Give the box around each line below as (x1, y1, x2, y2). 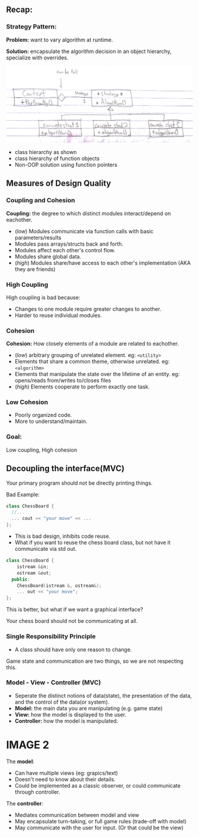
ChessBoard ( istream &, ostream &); (17, 582, 102, 588)
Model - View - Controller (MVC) (6, 678, 101, 686)
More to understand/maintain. (14, 418, 88, 425)
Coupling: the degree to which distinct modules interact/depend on (6, 209, 171, 217)
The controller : (6, 800, 43, 807)
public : (11, 576, 31, 582)
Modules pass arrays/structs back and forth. (14, 240, 124, 247)
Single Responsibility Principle (6, 632, 96, 641)
